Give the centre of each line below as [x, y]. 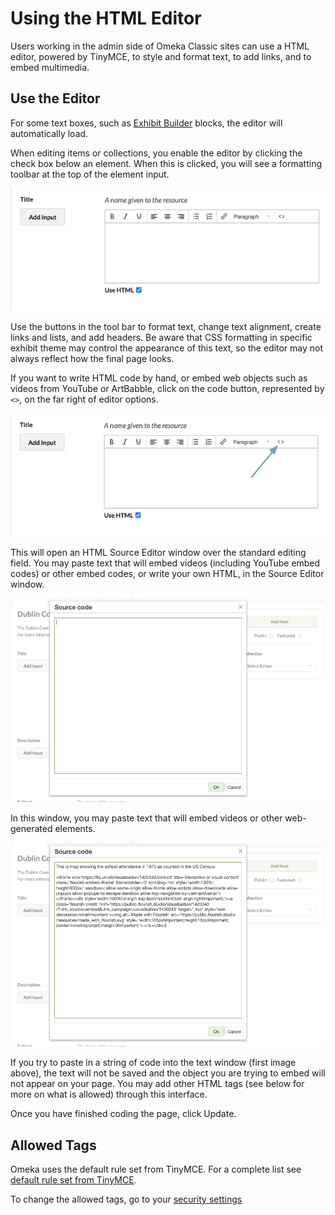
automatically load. [49, 133]
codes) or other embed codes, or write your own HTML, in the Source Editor [167, 574]
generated [31, 829]
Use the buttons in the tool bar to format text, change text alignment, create [166, 326]
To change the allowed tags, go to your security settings [126, 1199]
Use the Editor [55, 98]
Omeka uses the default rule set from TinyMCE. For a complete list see [156, 1169]
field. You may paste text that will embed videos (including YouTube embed [165, 563]
